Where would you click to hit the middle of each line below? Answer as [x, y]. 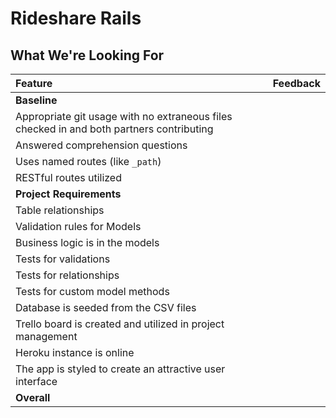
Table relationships [60, 210]
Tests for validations [63, 259]
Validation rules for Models [78, 226]
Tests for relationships [67, 275]
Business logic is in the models [87, 242]
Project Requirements [68, 194]
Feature [34, 83]
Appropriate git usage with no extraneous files [124, 116]
